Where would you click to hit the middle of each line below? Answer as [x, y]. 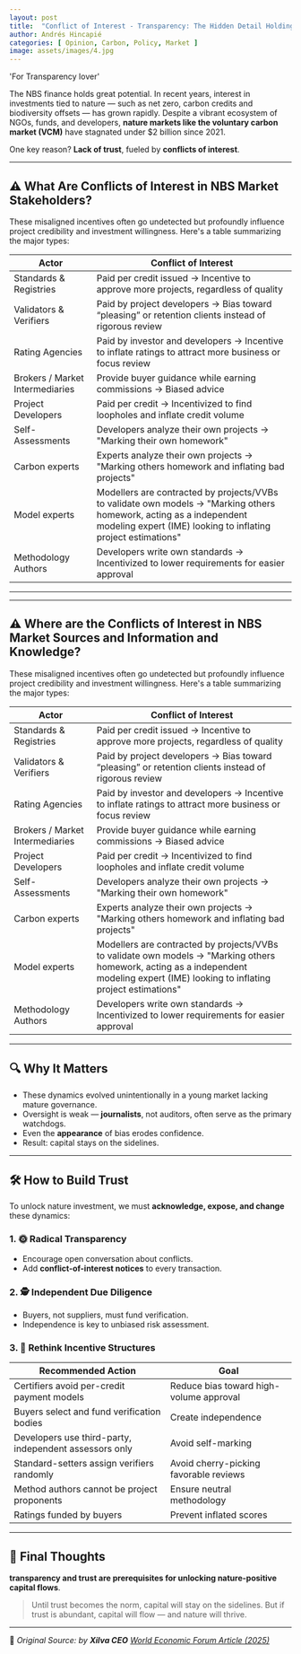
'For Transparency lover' [55, 76]
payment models [49, 1397]
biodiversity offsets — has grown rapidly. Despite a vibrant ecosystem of [143, 113]
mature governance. [60, 1104]
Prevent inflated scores [219, 1515]
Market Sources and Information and [114, 638]
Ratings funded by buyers [68, 1515]
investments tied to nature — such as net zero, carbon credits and [131, 103]
